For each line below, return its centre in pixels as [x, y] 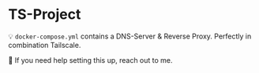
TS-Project [45, 15]
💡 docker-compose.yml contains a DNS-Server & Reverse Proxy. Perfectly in [130, 36]
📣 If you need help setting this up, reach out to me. [90, 60]
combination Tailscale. [45, 45]
